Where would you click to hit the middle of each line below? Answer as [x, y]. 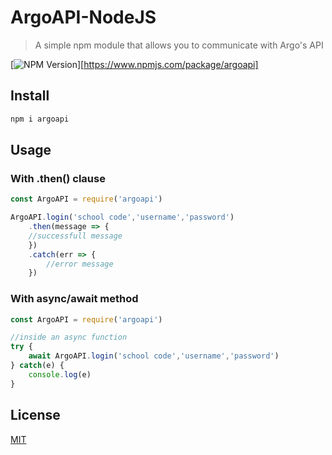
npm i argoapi [40, 119]
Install [30, 96]
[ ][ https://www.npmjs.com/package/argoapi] [134, 64]
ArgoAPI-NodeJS [83, 17]
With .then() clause [58, 178]
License [35, 415]
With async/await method [74, 299]
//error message [80, 264]
